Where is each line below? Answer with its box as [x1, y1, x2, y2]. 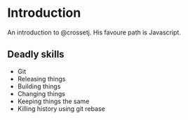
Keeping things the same [17, 97, 90, 105]
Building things [17, 82, 61, 91]
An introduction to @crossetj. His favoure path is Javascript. [7, 28, 181, 36]
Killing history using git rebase [17, 104, 105, 113]
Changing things [17, 89, 65, 98]
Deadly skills [7, 48, 65, 60]
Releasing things [17, 74, 66, 83]
